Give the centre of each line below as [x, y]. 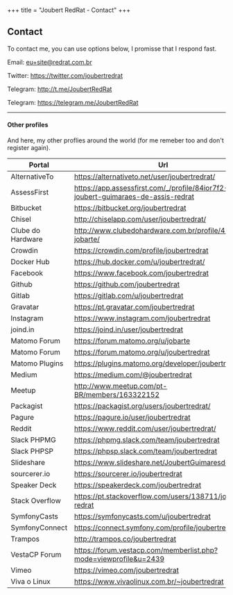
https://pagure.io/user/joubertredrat [132, 418]
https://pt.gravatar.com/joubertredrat [135, 307]
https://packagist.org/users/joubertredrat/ [142, 406]
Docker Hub [30, 262]
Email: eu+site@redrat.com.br [50, 62]
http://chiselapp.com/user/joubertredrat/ [140, 220]
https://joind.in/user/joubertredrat [129, 329]
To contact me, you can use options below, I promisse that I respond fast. [112, 49]
